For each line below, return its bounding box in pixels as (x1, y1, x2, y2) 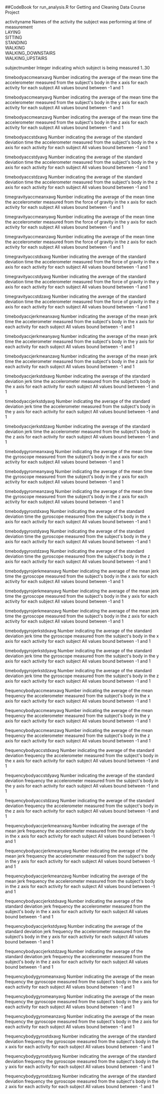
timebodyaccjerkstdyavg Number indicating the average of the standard (5, 398, 150, 404)
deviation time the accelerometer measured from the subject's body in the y (5, 159, 158, 165)
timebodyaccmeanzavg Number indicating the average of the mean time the (5, 114, 159, 120)
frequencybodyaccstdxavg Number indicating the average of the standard (5, 747, 155, 753)
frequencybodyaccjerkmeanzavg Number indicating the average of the (5, 873, 148, 879)
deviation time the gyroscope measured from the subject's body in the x (5, 513, 150, 519)
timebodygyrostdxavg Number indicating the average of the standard (5, 509, 144, 514)
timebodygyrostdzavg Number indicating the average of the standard (5, 548, 144, 554)
